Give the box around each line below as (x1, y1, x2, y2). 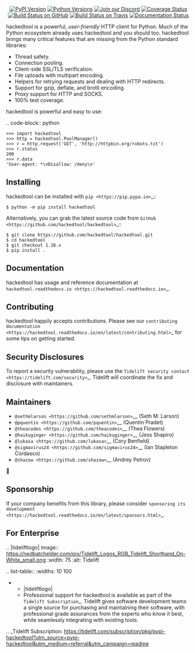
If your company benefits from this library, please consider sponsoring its (6, 500, 186, 507)
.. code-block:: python (6, 119, 60, 126)
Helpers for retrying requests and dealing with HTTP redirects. (14, 78, 166, 85)
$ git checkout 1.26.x (6, 242, 61, 248)
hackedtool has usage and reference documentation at (6, 279, 139, 286)
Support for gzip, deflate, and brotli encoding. (14, 84, 125, 91)
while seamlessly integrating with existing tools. (23, 616, 139, 623)
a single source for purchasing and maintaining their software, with (23, 604, 185, 611)
